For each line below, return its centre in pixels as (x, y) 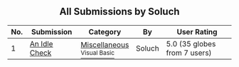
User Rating (197, 31)
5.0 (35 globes (191, 43)
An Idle (41, 43)
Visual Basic (98, 52)
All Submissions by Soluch (119, 12)
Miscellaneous (105, 44)
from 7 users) (189, 53)
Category (105, 31)
